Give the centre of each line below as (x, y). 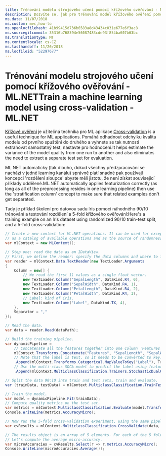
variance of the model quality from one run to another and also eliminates (80, 153)
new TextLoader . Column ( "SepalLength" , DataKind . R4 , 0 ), (82, 280)
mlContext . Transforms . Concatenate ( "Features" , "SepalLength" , (79, 353)
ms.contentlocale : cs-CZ (31, 42)
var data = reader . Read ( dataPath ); (42, 330)
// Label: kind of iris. (48, 298)
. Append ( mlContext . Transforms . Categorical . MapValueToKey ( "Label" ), (85, 362)
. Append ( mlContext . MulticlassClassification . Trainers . (72, 372)
